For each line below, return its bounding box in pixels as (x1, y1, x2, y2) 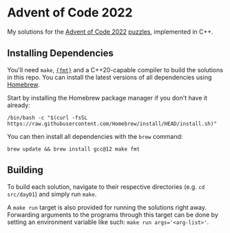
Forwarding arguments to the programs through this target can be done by (7, 210, 219, 219)
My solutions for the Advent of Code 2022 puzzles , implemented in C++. (7, 27, 213, 36)
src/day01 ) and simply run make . (7, 190, 97, 198)
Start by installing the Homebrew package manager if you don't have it (7, 93, 208, 102)
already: (7, 101, 30, 109)
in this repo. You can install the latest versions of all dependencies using (7, 73, 212, 81)
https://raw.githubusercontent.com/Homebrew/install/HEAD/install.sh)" (7, 120, 217, 127)
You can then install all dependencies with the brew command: (7, 132, 183, 140)
